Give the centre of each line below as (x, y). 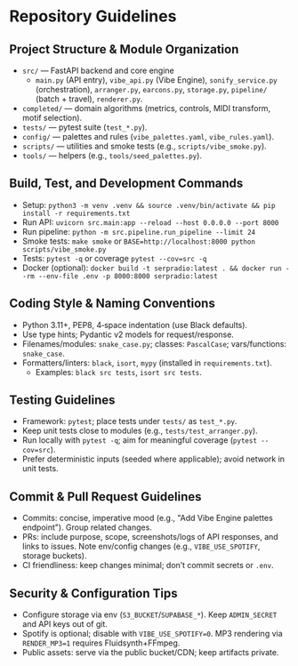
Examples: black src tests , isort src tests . (119, 372)
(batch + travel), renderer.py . (89, 99)
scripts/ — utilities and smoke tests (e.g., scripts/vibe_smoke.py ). (144, 146)
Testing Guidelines (62, 401)
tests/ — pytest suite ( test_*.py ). (85, 127)
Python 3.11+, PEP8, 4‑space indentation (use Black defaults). (134, 325)
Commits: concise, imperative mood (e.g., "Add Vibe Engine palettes (147, 518)
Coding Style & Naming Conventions (112, 304)
